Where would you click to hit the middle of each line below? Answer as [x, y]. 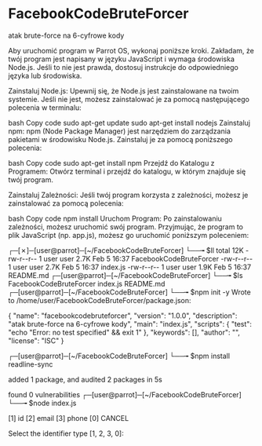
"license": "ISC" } [36, 340]
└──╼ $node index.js [42, 403]
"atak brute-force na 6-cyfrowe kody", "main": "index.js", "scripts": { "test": [130, 324]
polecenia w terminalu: [45, 108]
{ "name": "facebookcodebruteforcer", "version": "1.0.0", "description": [123, 316]
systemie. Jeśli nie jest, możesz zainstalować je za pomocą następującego [129, 99]
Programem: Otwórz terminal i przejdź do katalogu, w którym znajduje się [127, 171]
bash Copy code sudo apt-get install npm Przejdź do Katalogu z [111, 163]
